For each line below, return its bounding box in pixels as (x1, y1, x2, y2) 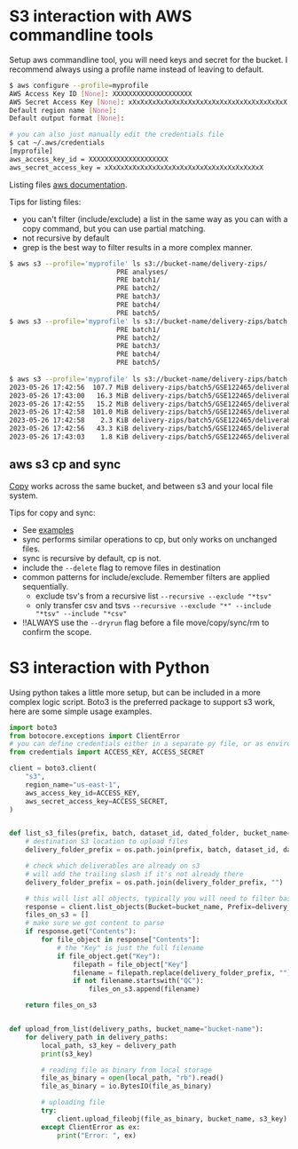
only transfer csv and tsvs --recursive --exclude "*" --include (35, 599, 272, 610)
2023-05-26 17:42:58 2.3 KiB (9, 416, 129, 425)
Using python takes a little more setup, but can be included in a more (9, 686, 262, 698)
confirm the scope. (21, 626, 92, 637)
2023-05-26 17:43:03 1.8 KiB (9, 432, 129, 441)
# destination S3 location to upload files (25, 837, 189, 846)
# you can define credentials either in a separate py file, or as (9, 740, 264, 749)
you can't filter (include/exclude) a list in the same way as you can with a (21, 213, 288, 224)
